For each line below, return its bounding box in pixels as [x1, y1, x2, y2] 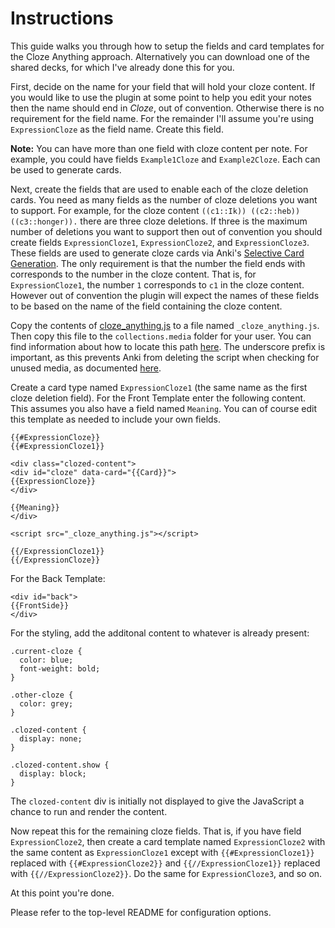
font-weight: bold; [19, 663, 101, 674]
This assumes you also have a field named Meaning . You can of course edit [10, 402, 318, 414]
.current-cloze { [10, 646, 83, 656]
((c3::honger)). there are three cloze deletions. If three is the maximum [10, 215, 308, 227]
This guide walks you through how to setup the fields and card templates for [10, 40, 325, 52]
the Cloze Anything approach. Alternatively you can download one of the [10, 50, 310, 62]
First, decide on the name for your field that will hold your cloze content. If [10, 80, 316, 92]
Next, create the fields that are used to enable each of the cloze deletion [10, 183, 309, 195]
